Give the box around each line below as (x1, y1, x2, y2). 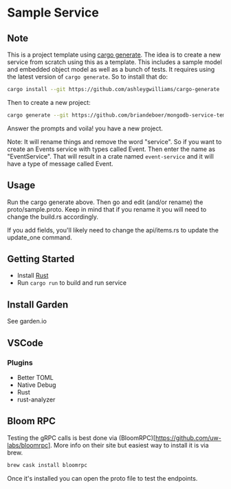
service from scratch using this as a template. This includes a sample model (7, 58, 222, 66)
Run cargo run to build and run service (16, 279, 127, 287)
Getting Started (7, 253, 75, 265)
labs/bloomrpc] (7, 441, 51, 449)
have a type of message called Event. (7, 159, 113, 168)
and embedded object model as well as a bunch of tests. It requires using (7, 66, 215, 73)
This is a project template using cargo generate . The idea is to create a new (7, 50, 221, 59)
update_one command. (7, 233, 72, 241)
